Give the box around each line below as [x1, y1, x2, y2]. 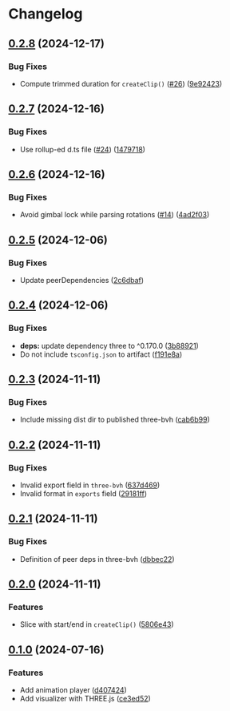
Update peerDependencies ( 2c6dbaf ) [19, 275, 145, 285]
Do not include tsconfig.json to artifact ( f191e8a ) [19, 349, 183, 359]
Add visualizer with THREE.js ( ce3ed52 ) [19, 694, 152, 704]
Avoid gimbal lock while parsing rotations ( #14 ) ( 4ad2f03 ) [19, 210, 210, 220]
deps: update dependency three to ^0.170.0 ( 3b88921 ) [19, 341, 200, 350]
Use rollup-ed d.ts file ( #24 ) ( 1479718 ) [19, 144, 146, 154]
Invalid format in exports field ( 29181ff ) [19, 489, 148, 498]
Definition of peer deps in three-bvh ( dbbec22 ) [19, 554, 175, 564]
